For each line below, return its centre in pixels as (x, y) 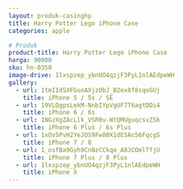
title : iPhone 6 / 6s (59, 113)
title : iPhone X (50, 173)
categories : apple (39, 31)
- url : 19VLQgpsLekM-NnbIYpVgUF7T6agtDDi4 (88, 105)
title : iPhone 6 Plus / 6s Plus (77, 128)
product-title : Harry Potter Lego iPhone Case (88, 53)
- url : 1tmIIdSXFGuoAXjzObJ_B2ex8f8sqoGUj (88, 90)
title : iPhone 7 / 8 (57, 142)
